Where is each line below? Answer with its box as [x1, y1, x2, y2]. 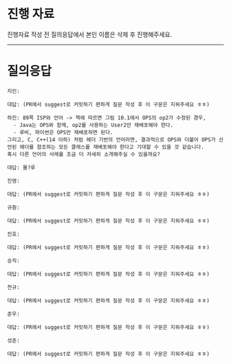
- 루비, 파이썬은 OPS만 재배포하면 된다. [13, 128, 113, 136]
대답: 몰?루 [7, 164, 36, 171]
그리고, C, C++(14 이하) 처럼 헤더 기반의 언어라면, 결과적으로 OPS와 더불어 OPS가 [7, 136, 216, 143]
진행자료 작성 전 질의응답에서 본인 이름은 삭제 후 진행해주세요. [7, 30, 173, 38]
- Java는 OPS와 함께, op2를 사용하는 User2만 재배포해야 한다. [13, 122, 174, 128]
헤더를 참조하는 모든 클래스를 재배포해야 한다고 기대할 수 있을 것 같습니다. [19, 144, 204, 150]
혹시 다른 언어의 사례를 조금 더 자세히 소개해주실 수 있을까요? [7, 150, 161, 158]
